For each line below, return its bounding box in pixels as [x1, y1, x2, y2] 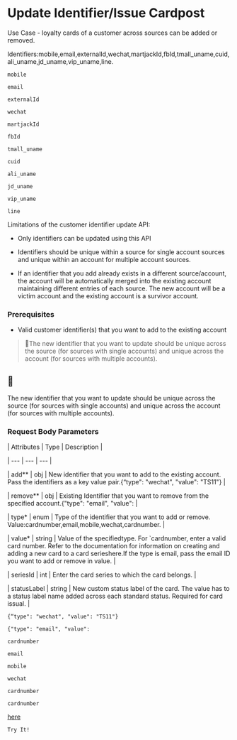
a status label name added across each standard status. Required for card [7, 592, 223, 601]
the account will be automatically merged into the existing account [17, 276, 212, 285]
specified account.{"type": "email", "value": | [7, 499, 138, 508]
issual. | [7, 599, 30, 608]
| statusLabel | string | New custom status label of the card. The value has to [7, 584, 230, 593]
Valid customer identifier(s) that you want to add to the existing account [17, 325, 227, 334]
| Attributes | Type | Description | [7, 442, 103, 452]
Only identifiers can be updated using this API [17, 234, 151, 242]
